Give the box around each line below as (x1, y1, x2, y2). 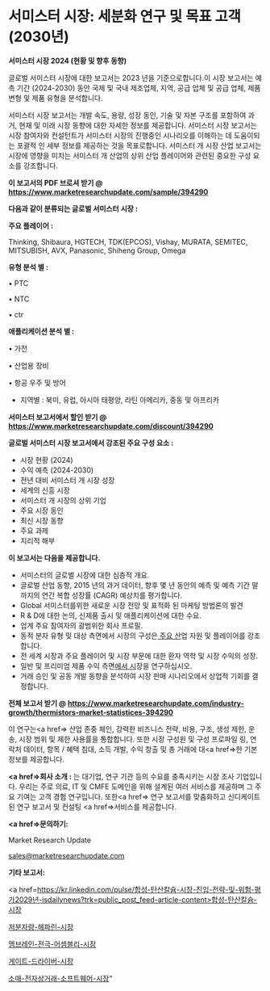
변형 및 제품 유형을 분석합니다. (8, 93, 103, 103)
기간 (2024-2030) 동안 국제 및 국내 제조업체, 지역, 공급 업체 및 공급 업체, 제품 (16, 82, 261, 93)
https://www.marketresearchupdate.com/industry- (67, 698, 244, 708)
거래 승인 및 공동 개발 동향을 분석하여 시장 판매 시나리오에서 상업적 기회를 (19, 671, 251, 681)
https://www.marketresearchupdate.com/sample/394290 (8, 187, 209, 196)
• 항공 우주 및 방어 (8, 377, 66, 388)
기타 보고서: (8, 867, 46, 877)
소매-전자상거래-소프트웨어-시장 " (8, 973, 113, 983)
